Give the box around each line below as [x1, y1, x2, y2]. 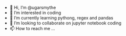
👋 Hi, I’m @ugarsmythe [9, 5, 56, 10]
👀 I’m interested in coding [9, 10, 62, 16]
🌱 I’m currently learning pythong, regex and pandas [9, 15, 113, 20]
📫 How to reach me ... [9, 26, 55, 31]
